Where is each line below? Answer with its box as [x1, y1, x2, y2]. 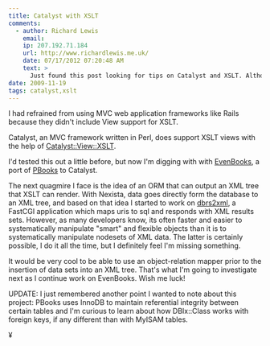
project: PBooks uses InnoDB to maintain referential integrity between [8, 298, 239, 307]
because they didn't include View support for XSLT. [8, 117, 179, 127]
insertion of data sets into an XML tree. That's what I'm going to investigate [8, 265, 257, 274]
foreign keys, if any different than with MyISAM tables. [8, 315, 189, 324]
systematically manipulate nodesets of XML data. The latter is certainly [8, 233, 243, 242]
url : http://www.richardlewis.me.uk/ [22, 49, 149, 57]
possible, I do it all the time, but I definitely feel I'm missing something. [8, 241, 241, 250]
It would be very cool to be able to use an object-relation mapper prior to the [8, 257, 262, 266]
